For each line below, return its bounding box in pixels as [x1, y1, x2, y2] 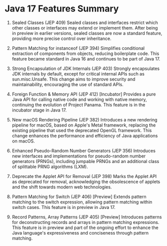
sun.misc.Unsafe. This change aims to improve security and [11, 76, 135, 82]
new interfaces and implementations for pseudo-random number [11, 153, 146, 159]
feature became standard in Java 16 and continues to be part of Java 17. [11, 55, 160, 61]
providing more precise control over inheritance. [11, 35, 111, 41]
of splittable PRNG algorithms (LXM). [11, 163, 88, 169]
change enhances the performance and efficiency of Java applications [11, 132, 158, 138]
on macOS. [11, 138, 35, 144]
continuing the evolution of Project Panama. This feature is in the [11, 101, 145, 107]
